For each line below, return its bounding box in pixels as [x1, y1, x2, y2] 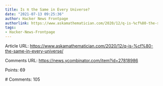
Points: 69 [5, 67, 26, 73]
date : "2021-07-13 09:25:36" [5, 12, 64, 17]
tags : [5, 25, 16, 30]
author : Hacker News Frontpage [5, 16, 68, 21]
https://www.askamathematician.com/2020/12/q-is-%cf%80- [30, 43, 154, 49]
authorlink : [5, 20, 29, 26]
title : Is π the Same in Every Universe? [5, 7, 90, 12]
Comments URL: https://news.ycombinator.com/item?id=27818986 [5, 58, 138, 63]
